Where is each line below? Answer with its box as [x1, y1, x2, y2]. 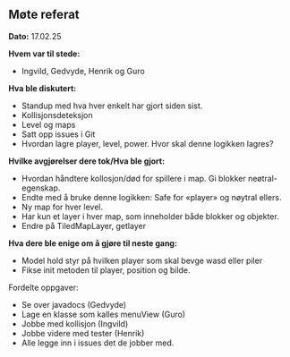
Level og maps [21, 119, 76, 130]
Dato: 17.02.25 [8, 30, 62, 41]
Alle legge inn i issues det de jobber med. [21, 337, 175, 348]
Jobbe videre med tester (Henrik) [21, 327, 145, 338]
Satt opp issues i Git [21, 129, 96, 140]
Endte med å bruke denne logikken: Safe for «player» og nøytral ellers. [21, 191, 282, 202]
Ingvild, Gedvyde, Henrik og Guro [21, 65, 145, 76]
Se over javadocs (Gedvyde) [21, 299, 127, 310]
